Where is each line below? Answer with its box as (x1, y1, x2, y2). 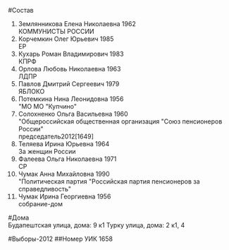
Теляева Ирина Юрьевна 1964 (18, 140, 110, 148)
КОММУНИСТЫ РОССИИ (18, 28, 94, 35)
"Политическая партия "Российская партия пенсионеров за (18, 177, 200, 186)
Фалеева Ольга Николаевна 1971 (18, 155, 117, 163)
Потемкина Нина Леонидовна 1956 (18, 95, 124, 103)
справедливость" (18, 185, 71, 193)
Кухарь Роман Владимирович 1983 (18, 49, 124, 58)
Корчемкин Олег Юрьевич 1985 (18, 35, 114, 43)
